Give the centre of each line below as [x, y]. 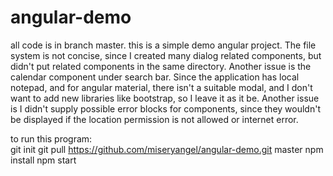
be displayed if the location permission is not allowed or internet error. [154, 119]
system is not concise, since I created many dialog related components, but [166, 55]
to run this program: [51, 138]
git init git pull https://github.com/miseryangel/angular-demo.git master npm [167, 149]
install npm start [43, 160]
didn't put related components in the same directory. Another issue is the [161, 66]
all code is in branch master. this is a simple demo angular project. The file [163, 45]
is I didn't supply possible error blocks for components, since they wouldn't [165, 108]
